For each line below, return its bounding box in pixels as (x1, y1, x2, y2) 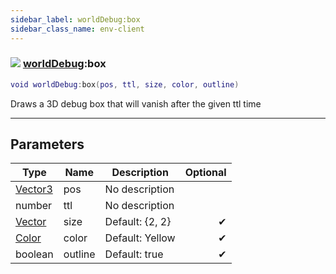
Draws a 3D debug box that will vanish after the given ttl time (10, 97, 262, 110)
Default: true (104, 247, 164, 261)
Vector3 (15, 182, 53, 196)
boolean (15, 247, 54, 261)
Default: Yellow (104, 231, 176, 245)
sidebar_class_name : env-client (10, 24, 145, 34)
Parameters (10, 136, 85, 153)
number (15, 199, 53, 213)
